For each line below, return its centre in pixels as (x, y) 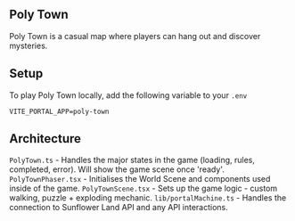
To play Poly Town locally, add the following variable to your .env (128, 95)
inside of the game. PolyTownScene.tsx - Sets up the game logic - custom (143, 188)
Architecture (45, 139)
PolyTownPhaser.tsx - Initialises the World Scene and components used (140, 179)
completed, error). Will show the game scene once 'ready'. (117, 169)
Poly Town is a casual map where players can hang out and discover (135, 36)
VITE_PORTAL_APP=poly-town (59, 111)
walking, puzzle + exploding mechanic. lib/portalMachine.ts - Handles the (148, 198)
